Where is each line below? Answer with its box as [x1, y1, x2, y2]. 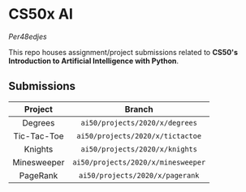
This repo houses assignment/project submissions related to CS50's [8, 47, 238, 57]
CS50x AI [8, 5, 73, 23]
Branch [124, 103, 153, 114]
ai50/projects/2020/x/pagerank [78, 171, 200, 180]
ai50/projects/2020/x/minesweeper [72, 157, 206, 167]
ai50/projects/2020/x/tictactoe [76, 131, 201, 140]
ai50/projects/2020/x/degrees [80, 118, 197, 127]
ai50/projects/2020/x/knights [80, 144, 197, 154]
